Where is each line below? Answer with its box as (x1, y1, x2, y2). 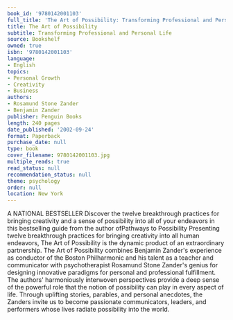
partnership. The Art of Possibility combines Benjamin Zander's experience (7, 247, 222, 255)
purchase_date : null (7, 139, 67, 146)
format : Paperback (7, 132, 60, 139)
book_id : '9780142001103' (7, 10, 82, 17)
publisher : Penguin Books (7, 113, 82, 120)
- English (7, 62, 36, 69)
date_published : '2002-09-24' (7, 126, 95, 133)
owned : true (7, 42, 42, 49)
